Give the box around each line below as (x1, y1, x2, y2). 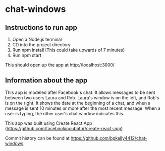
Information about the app (5, 76, 88, 85)
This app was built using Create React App (5, 120, 93, 126)
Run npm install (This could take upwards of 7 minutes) (12, 47, 125, 53)
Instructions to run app (5, 23, 78, 32)
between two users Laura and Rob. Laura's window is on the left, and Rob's (5, 94, 160, 100)
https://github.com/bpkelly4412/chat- (70, 135, 148, 141)
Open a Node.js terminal (12, 36, 62, 42)
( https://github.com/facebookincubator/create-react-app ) (5, 125, 123, 131)
